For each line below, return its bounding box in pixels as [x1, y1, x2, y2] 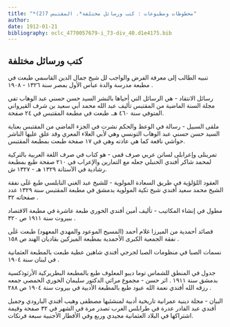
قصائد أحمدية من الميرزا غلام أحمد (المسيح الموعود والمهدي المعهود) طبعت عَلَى [8, 227, 213, 236]
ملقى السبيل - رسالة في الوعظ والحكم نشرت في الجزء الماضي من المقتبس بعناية [8, 122, 220, 131]
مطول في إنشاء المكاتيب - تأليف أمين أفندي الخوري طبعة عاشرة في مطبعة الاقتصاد [8, 207, 223, 215]
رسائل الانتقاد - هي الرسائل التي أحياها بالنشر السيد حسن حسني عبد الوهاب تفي [8, 94, 213, 102]
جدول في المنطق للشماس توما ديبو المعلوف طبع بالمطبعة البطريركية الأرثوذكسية [8, 269, 216, 277]
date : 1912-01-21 [8, 23, 58, 30]
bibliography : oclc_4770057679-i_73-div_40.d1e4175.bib [8, 29, 172, 37]
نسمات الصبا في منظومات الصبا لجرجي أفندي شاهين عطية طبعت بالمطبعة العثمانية [8, 248, 222, 256]
